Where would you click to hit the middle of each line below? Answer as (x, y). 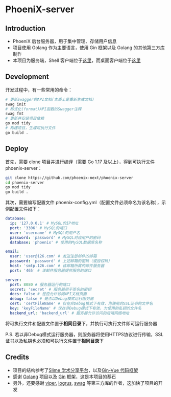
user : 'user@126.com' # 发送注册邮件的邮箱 (53, 256)
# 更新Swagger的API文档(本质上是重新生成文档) (50, 99)
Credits (17, 357)
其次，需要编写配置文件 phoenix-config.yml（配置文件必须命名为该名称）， (83, 203)
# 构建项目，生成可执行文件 (31, 128)
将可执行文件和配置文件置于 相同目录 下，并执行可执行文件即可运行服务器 (81, 323)
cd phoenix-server (25, 183)
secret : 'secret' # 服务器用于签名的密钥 (51, 289)
